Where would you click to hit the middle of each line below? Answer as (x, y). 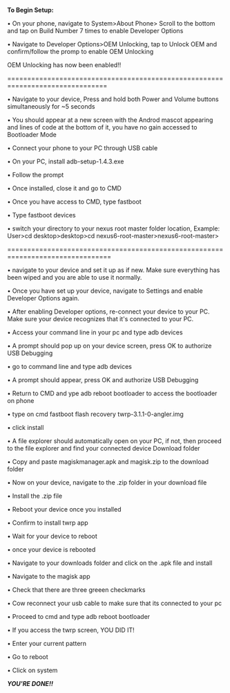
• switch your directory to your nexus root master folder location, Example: (113, 228)
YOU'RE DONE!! (30, 684)
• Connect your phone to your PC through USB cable (83, 148)
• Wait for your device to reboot (52, 536)
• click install (26, 427)
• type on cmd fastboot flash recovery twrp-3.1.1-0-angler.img (96, 414)
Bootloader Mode (32, 135)
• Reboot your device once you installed (64, 509)
